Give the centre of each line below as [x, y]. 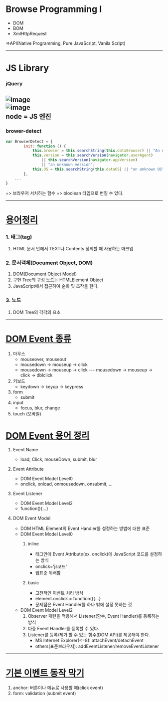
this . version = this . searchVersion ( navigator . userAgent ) [93, 156]
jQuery [14, 84]
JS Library [27, 68]
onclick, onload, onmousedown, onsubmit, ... [66, 484]
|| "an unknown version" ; [68, 165]
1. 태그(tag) [19, 237]
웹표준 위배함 [48, 573]
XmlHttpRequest [30, 33]
